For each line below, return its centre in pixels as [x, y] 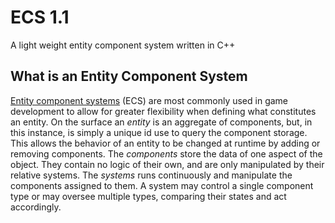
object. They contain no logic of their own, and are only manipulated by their [167, 164]
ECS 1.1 [40, 17]
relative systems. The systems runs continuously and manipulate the [151, 175]
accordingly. [36, 207]
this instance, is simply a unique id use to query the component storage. [159, 132]
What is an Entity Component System [129, 76]
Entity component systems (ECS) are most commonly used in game [149, 100]
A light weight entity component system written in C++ [123, 45]
